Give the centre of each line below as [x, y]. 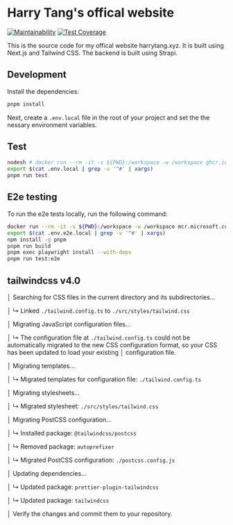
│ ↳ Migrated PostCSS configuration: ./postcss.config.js [91, 460]
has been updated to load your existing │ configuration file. [92, 352]
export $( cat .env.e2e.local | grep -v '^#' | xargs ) [87, 233]
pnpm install [26, 104]
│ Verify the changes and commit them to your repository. [90, 514]
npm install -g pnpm [37, 240]
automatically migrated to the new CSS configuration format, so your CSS [112, 344]
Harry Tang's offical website [91, 13]
